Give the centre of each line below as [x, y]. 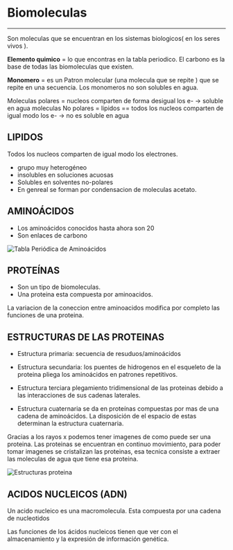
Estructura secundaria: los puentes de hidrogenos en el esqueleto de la [119, 367]
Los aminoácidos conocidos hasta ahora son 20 [86, 228]
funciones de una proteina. [46, 315]
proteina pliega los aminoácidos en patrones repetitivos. [97, 375]
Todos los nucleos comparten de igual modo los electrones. [93, 154]
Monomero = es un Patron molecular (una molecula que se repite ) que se [113, 80]
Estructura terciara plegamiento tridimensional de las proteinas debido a [120, 388]
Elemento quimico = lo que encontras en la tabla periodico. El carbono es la [116, 59]
